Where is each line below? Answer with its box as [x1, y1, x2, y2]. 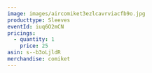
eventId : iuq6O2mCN [7, 23, 64, 30]
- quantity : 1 [13, 36, 55, 43]
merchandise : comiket [7, 56, 71, 63]
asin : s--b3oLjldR [7, 49, 61, 56]
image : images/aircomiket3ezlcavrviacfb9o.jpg [7, 10, 146, 17]
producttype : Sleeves [7, 17, 71, 24]
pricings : [7, 29, 36, 37]
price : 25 [20, 42, 49, 49]
